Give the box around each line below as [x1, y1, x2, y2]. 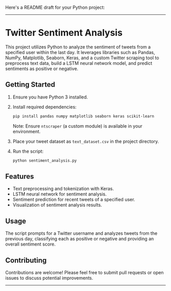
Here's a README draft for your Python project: [5, 5, 105, 10]
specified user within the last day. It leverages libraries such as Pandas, [5, 49, 155, 55]
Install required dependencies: [12, 104, 77, 110]
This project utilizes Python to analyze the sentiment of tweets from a [5, 43, 151, 50]
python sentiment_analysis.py [12, 158, 77, 163]
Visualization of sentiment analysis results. [12, 202, 102, 208]
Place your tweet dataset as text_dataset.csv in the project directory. [12, 138, 159, 144]
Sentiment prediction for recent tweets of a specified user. [12, 197, 135, 203]
